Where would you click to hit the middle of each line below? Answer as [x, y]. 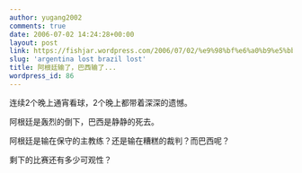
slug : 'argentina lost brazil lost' [78, 59]
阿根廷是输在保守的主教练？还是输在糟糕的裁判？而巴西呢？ [120, 141]
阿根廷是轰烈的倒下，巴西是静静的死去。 [84, 121]
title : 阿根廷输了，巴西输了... [63, 68]
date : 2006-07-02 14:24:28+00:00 [72, 34]
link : [19, 51]
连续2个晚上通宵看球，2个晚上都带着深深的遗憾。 [101, 102]
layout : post [34, 43]
